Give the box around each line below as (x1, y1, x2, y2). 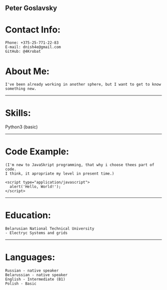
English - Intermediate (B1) (5, 277, 66, 282)
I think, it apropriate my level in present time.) (5, 171, 114, 176)
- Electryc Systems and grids (5, 231, 68, 236)
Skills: (5, 107, 31, 119)
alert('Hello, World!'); (9, 184, 61, 190)
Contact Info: (5, 24, 61, 35)
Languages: (5, 252, 56, 263)
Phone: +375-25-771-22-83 (5, 40, 59, 45)
